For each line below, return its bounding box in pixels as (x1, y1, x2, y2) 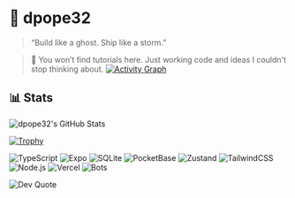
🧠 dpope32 (9, 8, 91, 28)
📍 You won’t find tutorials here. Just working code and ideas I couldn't (30, 54, 287, 65)
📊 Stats (9, 90, 54, 105)
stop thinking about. (30, 64, 104, 74)
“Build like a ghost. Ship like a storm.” (30, 37, 167, 48)
